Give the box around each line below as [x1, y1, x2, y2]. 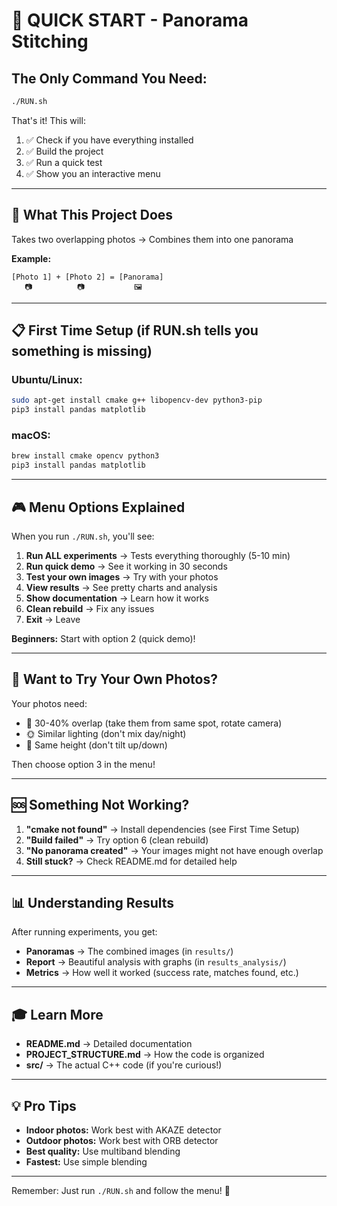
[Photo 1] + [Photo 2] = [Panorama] [11, 272, 164, 282]
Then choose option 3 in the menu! [11, 758, 156, 770]
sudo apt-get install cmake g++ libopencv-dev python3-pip [11, 395, 263, 406]
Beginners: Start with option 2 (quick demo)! [11, 632, 196, 644]
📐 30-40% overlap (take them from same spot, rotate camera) [25, 717, 283, 729]
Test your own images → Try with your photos [25, 570, 219, 583]
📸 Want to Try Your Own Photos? [11, 671, 218, 688]
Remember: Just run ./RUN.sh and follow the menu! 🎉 [11, 1185, 231, 1197]
